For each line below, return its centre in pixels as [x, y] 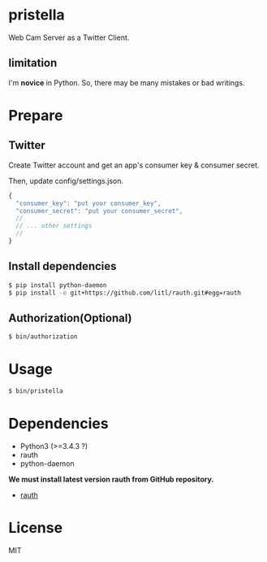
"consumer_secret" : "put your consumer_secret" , [99, 211]
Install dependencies [62, 266]
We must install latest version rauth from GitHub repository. [111, 479]
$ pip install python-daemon [58, 285]
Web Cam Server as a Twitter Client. [69, 37]
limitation [33, 63]
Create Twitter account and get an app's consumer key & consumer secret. [134, 165]
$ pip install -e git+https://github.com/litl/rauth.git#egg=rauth [125, 293]
